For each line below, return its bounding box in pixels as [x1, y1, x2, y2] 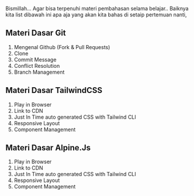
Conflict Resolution [13, 62, 60, 69]
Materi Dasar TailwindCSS [5, 85, 103, 95]
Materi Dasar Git [5, 28, 67, 38]
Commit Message [13, 56, 57, 63]
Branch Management [13, 68, 65, 75]
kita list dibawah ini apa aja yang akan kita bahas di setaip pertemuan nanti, [5, 11, 188, 18]
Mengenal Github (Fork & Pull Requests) [13, 43, 110, 50]
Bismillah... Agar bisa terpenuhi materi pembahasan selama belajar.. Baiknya [5, 5, 189, 12]
